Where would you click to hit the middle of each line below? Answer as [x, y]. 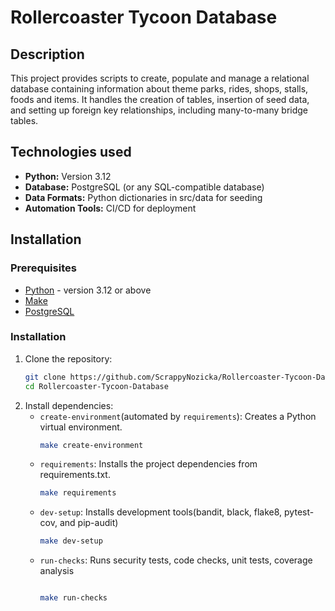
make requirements [78, 493]
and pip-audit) [89, 523]
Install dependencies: [69, 405]
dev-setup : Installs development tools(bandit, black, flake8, [161, 512]
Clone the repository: [68, 358]
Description [47, 54]
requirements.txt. [75, 475]
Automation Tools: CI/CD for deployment [110, 208]
